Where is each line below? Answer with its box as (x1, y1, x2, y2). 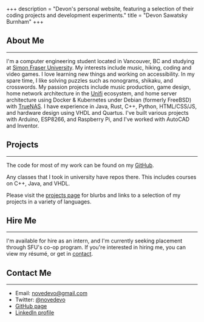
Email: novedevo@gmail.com (15, 290, 88, 297)
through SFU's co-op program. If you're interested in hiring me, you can (6, 244, 186, 251)
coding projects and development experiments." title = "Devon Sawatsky (6, 12, 188, 19)
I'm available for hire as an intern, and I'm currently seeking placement (6, 237, 183, 245)
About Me (6, 36, 44, 46)
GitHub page (15, 303, 47, 310)
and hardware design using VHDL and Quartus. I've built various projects (6, 109, 189, 116)
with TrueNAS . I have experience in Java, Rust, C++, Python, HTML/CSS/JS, (6, 103, 197, 110)
